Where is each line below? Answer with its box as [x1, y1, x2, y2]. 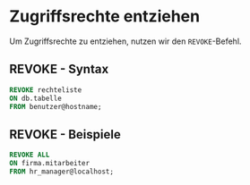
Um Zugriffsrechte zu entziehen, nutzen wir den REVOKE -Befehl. [9, 36, 242, 46]
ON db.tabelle [9, 94, 63, 103]
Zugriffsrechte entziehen [9, 6, 200, 27]
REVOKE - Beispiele [9, 127, 121, 142]
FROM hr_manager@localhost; [9, 167, 115, 176]
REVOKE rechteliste [9, 85, 82, 95]
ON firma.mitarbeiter [9, 159, 91, 168]
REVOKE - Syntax [9, 62, 109, 77]
